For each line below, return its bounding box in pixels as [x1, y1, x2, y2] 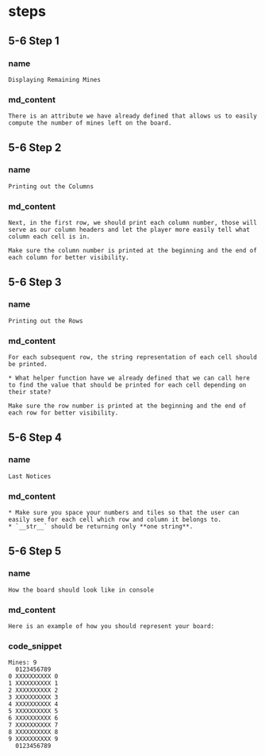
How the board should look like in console [8, 586, 155, 594]
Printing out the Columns [8, 182, 94, 191]
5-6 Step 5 [8, 544, 62, 557]
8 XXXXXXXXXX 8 [8, 728, 59, 736]
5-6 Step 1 [8, 34, 60, 48]
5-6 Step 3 [8, 275, 62, 288]
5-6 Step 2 [8, 141, 62, 154]
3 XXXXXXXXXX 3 [8, 693, 59, 701]
